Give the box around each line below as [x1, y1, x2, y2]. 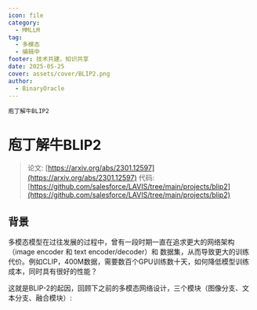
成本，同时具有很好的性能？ [8, 267, 98, 276]
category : [8, 19, 41, 27]
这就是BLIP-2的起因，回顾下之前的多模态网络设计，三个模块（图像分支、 [8, 283, 243, 293]
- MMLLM [15, 26, 41, 34]
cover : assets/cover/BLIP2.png [8, 70, 110, 78]
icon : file [8, 11, 44, 20]
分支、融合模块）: [14, 294, 73, 303]
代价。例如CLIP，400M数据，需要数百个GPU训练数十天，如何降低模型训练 [8, 257, 250, 267]
